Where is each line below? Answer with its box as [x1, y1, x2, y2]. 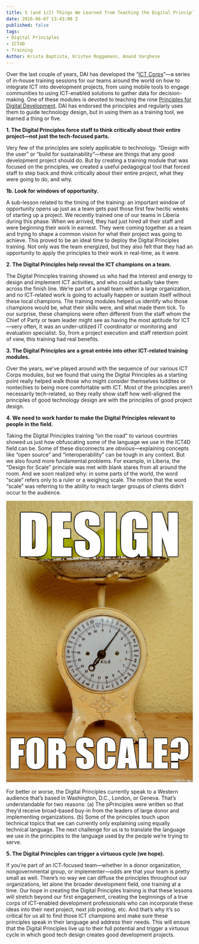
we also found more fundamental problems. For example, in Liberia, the [6, 457, 181, 464]
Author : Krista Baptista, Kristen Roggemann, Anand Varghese [6, 54, 161, 59]
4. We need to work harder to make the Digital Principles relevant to [6, 414, 176, 421]
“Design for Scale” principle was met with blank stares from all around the [6, 464, 187, 471]
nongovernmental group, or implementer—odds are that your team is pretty [6, 868, 190, 875]
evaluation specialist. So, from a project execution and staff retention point [6, 329, 188, 336]
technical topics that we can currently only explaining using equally [6, 819, 171, 826]
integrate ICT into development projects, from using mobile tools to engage [6, 83, 190, 90]
